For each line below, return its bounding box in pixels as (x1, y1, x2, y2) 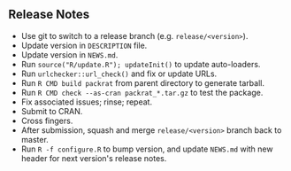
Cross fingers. (20, 115, 73, 126)
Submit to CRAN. (20, 105, 83, 116)
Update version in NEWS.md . (20, 49, 119, 60)
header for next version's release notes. (20, 152, 167, 163)
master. (20, 134, 50, 144)
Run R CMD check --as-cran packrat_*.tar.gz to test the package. (20, 87, 264, 97)
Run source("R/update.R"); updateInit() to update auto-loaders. (20, 58, 261, 69)
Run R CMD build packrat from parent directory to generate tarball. (20, 77, 264, 88)
